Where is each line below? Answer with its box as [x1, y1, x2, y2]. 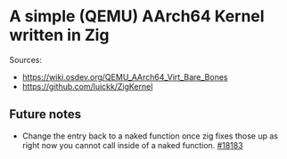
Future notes [9, 107, 82, 122]
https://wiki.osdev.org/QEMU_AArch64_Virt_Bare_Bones [21, 71, 229, 82]
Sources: [9, 54, 43, 65]
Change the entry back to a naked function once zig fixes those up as [21, 131, 279, 141]
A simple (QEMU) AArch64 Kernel [9, 6, 265, 27]
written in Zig [9, 25, 110, 45]
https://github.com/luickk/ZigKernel [21, 81, 153, 91]
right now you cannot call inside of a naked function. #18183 [21, 139, 243, 150]
